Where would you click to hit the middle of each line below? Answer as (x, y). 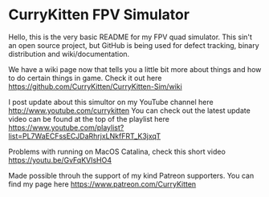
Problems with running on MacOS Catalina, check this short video (117, 151)
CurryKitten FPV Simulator (99, 15)
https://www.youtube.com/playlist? (66, 127)
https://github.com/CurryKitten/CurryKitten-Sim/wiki (95, 86)
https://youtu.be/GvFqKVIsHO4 (60, 160)
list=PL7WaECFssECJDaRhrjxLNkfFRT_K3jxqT (85, 136)
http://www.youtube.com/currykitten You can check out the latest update (129, 111)
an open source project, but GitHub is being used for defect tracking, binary (134, 45)
